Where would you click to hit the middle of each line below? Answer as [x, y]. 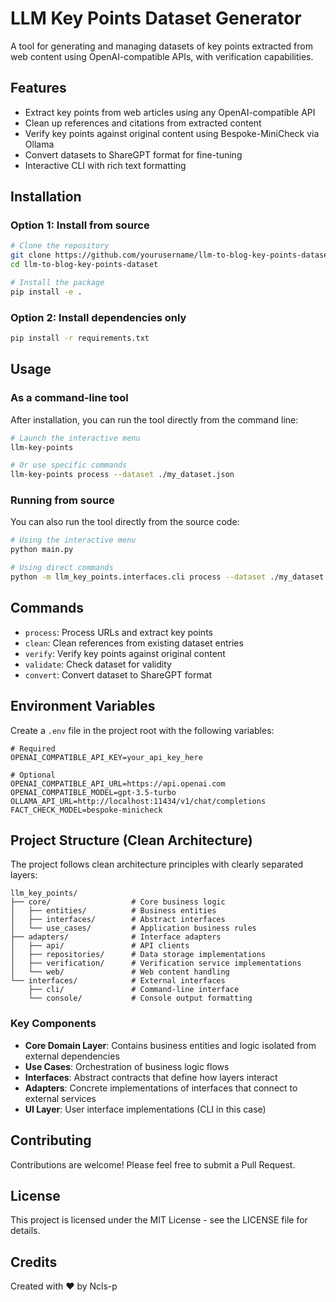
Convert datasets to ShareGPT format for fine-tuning [133, 154]
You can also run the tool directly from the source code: [125, 522]
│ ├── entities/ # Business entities [113, 911]
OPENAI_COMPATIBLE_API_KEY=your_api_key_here [106, 757]
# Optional [33, 775]
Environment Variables [83, 706]
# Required [33, 748]
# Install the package [57, 283]
